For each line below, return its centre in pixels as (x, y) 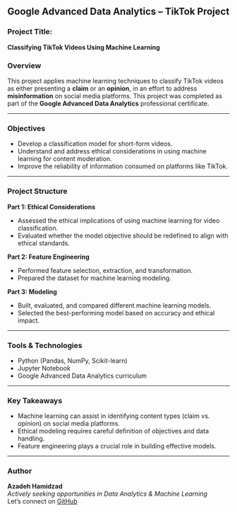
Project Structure (37, 192)
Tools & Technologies (45, 345)
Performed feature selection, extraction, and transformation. (105, 270)
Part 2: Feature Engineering (48, 257)
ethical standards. (44, 243)
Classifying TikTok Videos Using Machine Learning (84, 47)
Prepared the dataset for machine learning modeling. (94, 278)
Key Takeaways (35, 400)
